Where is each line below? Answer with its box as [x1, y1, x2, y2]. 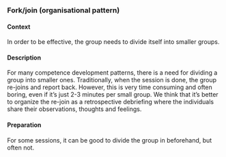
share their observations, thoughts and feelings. [7, 105, 142, 113]
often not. [7, 143, 35, 152]
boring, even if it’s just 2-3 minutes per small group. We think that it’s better [7, 90, 218, 99]
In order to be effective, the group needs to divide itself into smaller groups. [7, 38, 220, 46]
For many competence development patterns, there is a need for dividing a [7, 69, 218, 77]
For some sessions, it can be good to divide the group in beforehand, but [7, 136, 212, 144]
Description [7, 53, 42, 62]
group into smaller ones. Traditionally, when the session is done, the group [7, 76, 217, 84]
